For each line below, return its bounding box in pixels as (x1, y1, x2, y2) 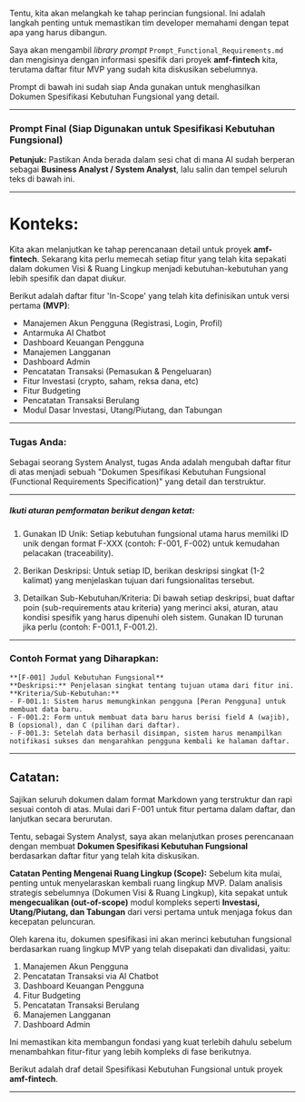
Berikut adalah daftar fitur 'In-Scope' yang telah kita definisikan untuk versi (9, 291, 290, 302)
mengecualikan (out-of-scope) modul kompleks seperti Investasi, (9, 897, 261, 908)
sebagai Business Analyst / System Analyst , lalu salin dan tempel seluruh (9, 164, 288, 175)
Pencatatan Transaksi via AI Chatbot (22, 970, 159, 981)
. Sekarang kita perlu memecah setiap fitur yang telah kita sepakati (36, 253, 287, 264)
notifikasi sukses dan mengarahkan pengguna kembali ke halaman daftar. (9, 736, 290, 746)
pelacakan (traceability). (22, 547, 114, 558)
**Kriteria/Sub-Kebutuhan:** (9, 689, 120, 698)
